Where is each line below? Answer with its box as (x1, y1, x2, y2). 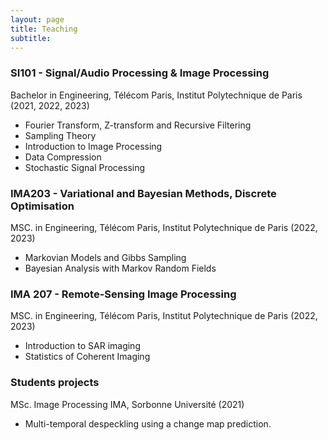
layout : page (10, 14, 65, 25)
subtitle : (10, 33, 52, 43)
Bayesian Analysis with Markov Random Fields (24, 262, 217, 274)
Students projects (10, 376, 100, 390)
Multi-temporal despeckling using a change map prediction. (24, 417, 272, 430)
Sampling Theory (24, 129, 97, 141)
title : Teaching (10, 24, 78, 34)
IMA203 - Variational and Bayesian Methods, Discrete (10, 186, 277, 200)
